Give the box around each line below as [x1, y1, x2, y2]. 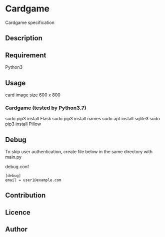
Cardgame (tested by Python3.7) [5, 104, 86, 111]
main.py [5, 154, 21, 160]
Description [5, 34, 42, 42]
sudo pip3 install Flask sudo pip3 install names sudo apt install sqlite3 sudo [5, 116, 160, 122]
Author [5, 225, 27, 234]
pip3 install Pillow [5, 121, 41, 127]
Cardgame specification [5, 19, 55, 25]
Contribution [5, 191, 46, 200]
